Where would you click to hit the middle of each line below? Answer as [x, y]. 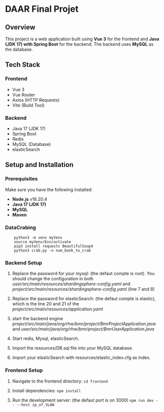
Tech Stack [23, 65]
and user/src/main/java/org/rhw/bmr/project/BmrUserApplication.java [83, 329]
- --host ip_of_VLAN [33, 405]
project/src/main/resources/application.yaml [57, 309]
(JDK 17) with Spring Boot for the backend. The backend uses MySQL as [79, 44]
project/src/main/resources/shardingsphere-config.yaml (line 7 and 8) [83, 289]
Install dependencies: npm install [46, 390]
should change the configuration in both [53, 279]
